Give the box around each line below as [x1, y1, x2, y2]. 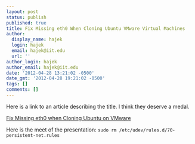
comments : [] [6, 87, 39, 93]
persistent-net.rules [6, 132, 60, 138]
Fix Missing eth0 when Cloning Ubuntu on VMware [6, 114, 131, 121]
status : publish [6, 14, 47, 20]
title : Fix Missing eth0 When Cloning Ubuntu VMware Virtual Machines [6, 25, 185, 32]
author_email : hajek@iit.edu [6, 64, 79, 71]
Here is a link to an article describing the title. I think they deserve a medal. [6, 103, 190, 110]
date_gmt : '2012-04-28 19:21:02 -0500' [6, 75, 106, 81]
